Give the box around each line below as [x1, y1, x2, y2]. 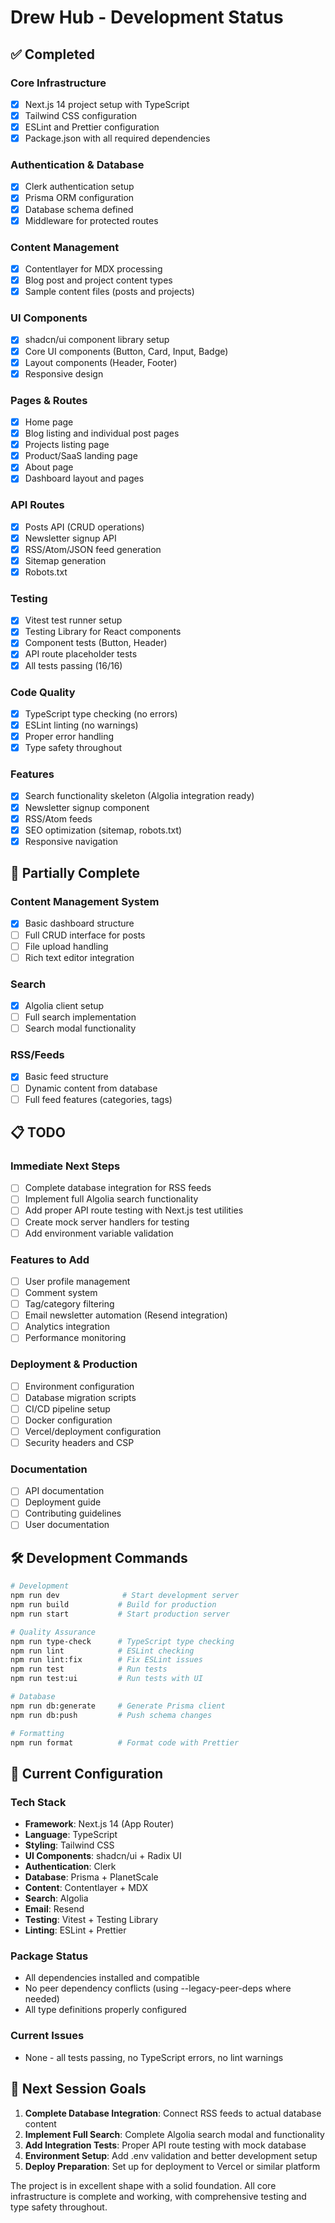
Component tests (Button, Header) [24, 637, 168, 649]
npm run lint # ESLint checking [10, 1646, 195, 1656]
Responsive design [24, 367, 104, 380]
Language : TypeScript [24, 1829, 118, 1841]
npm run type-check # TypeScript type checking [10, 1636, 235, 1646]
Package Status [10, 1949, 89, 1963]
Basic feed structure [24, 1071, 109, 1083]
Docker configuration [24, 1414, 113, 1426]
